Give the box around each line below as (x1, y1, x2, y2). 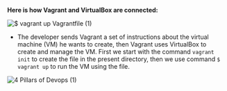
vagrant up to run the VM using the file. (17, 63, 131, 70)
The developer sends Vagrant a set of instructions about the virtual (17, 33, 210, 41)
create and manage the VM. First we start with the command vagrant (17, 48, 215, 56)
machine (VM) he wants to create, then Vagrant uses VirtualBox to (17, 40, 207, 48)
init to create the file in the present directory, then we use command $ (17, 55, 221, 63)
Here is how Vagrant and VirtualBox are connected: (7, 6, 158, 14)
